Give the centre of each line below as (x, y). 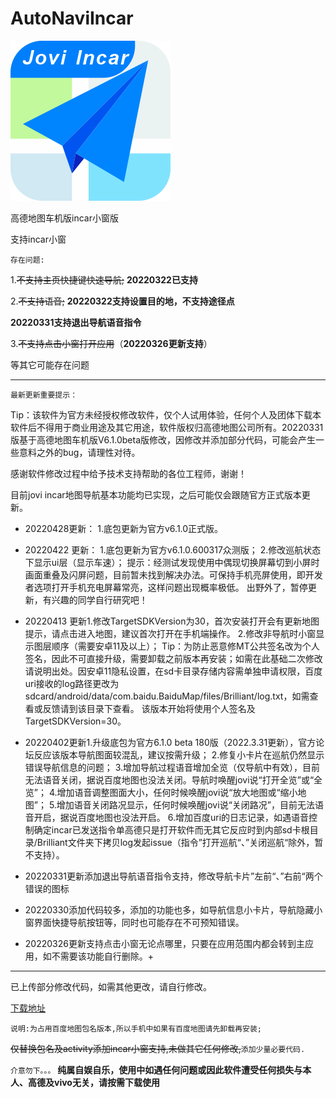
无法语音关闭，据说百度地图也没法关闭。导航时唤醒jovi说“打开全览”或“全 (173, 779)
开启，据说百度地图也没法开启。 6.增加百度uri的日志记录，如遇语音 (171, 817)
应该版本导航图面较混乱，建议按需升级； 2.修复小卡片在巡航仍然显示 (183, 754)
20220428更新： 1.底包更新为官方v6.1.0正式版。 (124, 528)
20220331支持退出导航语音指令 (76, 322)
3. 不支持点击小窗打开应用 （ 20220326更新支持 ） (111, 343)
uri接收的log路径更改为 (72, 683)
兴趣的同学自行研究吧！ (99, 599)
